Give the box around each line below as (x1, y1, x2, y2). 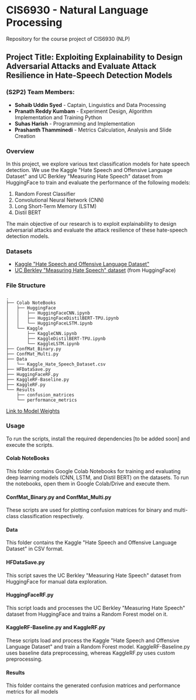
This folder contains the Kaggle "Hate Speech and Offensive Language (6, 539, 177, 546)
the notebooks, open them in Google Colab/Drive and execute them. (6, 480, 171, 487)
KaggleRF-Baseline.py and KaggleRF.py (6, 624, 105, 631)
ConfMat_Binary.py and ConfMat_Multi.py (6, 494, 112, 501)
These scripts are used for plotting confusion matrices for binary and (6, 506, 173, 513)
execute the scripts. (6, 441, 54, 448)
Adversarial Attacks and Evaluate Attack (6, 61, 157, 71)
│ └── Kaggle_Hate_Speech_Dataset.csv (6, 361, 106, 367)
